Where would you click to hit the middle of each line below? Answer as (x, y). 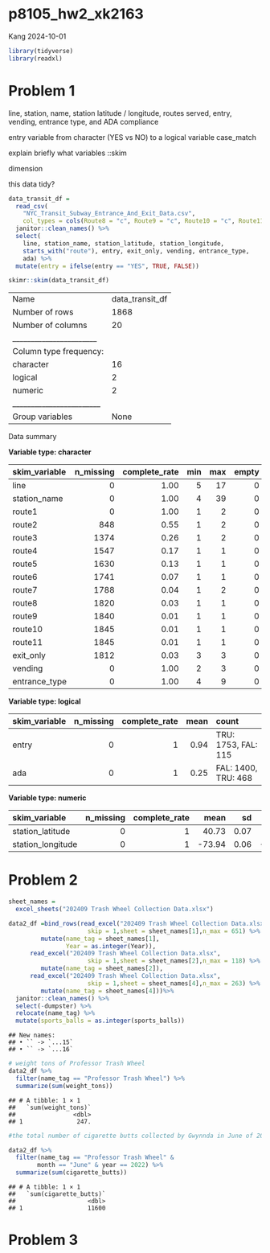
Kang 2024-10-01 (37, 36)
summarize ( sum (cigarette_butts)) (72, 1173)
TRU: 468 (234, 779)
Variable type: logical (45, 701)
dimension (26, 168)
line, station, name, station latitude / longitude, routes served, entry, (120, 113)
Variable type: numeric (47, 798)
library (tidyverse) (41, 51)
